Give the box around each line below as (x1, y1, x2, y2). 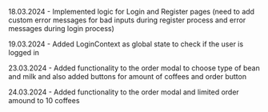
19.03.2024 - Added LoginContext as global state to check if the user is (8, 39, 244, 49)
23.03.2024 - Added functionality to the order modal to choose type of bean (8, 63, 260, 73)
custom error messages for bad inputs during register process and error (8, 15, 246, 25)
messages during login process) (8, 24, 114, 33)
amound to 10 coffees (8, 96, 80, 105)
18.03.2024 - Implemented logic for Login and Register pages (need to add (8, 7, 254, 16)
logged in (8, 48, 40, 57)
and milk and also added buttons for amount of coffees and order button (8, 72, 246, 81)
